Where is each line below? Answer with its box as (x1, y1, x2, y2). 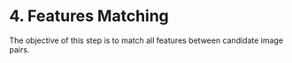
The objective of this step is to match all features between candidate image (9, 35, 284, 45)
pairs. (9, 44, 30, 54)
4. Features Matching (9, 6, 170, 26)
